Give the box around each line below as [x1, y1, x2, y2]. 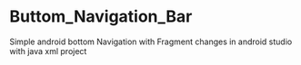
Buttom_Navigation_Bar [9, 6, 193, 27]
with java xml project [9, 45, 87, 56]
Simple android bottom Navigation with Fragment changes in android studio [9, 36, 293, 47]
